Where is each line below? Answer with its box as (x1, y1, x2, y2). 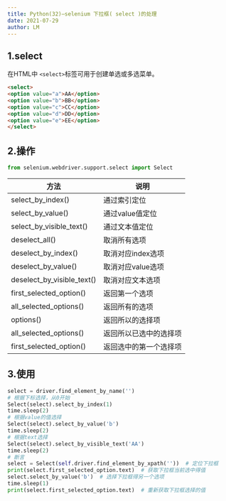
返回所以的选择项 (102, 316, 161, 325)
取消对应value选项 (102, 262, 165, 271)
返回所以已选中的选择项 (102, 328, 182, 338)
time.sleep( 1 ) (7, 480, 50, 487)
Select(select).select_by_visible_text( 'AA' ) (7, 440, 144, 448)
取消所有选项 (102, 235, 146, 245)
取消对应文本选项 (102, 275, 161, 285)
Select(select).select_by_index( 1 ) (7, 401, 113, 408)
